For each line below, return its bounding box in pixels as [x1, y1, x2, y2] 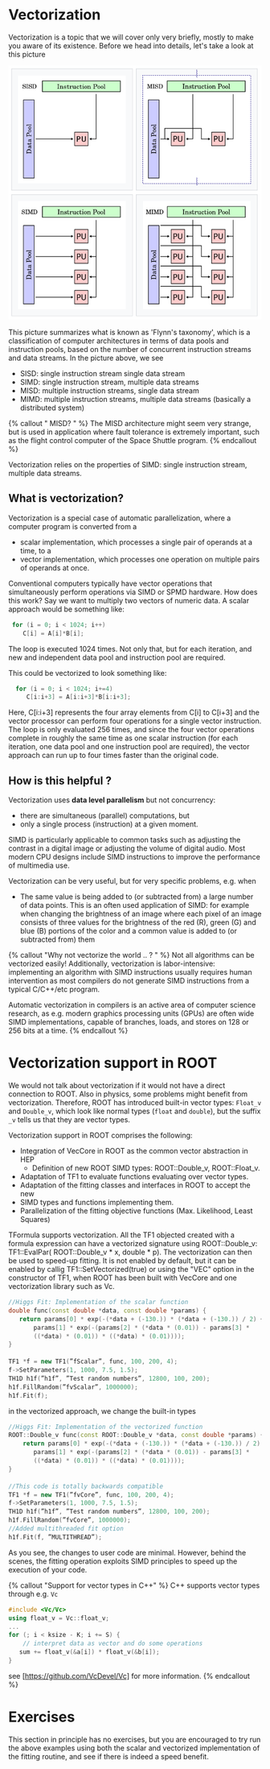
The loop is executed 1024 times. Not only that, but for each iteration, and [8, 644, 252, 653]
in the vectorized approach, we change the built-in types [8, 1406, 197, 1415]
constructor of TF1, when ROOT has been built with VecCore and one [8, 1273, 237, 1282]
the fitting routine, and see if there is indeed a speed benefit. [8, 1751, 209, 1761]
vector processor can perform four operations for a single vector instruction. [8, 716, 262, 726]
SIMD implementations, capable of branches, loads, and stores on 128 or [8, 1017, 249, 1027]
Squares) [19, 1215, 51, 1224]
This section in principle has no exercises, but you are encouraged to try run [8, 1734, 261, 1744]
